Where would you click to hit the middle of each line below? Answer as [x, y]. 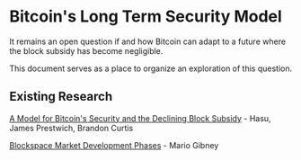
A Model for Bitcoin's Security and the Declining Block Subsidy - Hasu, [140, 118]
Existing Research [61, 97]
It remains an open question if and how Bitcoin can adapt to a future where [147, 41]
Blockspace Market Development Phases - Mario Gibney [114, 145]
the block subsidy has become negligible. [86, 50]
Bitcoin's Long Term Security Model [146, 17]
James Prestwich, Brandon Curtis [71, 128]
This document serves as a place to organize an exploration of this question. [151, 68]
